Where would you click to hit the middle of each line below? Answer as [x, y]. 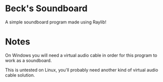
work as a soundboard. [29, 60]
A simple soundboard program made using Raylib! [56, 22]
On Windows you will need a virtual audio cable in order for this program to [81, 55]
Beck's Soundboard [46, 9]
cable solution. [20, 75]
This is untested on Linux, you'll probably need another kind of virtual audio [82, 70]
